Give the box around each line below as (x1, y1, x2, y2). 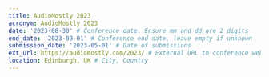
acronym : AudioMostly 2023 (8, 19, 98, 27)
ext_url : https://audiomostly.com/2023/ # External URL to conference (8, 49, 249, 57)
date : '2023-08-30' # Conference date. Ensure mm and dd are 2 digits (8, 26, 249, 34)
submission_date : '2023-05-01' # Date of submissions (8, 42, 192, 50)
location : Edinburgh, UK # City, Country (8, 57, 149, 65)
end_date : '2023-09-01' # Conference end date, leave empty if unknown (8, 34, 252, 43)
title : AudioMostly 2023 (8, 11, 91, 20)
